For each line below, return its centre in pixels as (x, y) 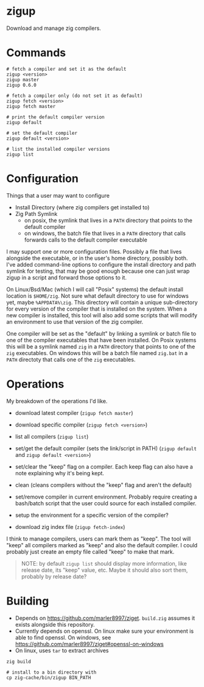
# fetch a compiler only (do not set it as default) (75, 96)
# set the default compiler (42, 133)
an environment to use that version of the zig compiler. (75, 322)
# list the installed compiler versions (58, 149)
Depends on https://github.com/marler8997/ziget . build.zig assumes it (105, 618)
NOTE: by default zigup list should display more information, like (104, 563)
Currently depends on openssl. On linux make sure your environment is (104, 631)
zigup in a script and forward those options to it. (66, 277)
